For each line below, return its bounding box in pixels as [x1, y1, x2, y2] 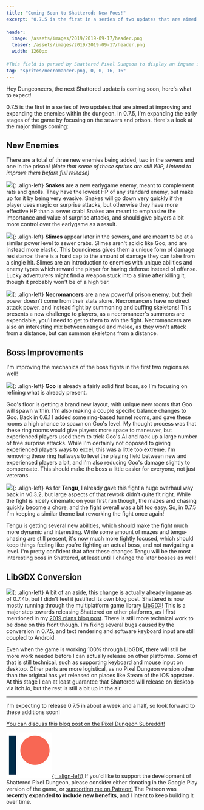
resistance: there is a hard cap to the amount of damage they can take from [6, 252, 195, 260]
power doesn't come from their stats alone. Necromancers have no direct [6, 297, 190, 305]
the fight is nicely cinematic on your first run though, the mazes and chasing [6, 497, 197, 505]
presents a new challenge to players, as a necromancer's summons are [6, 310, 185, 317]
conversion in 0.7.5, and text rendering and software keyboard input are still [6, 627, 195, 635]
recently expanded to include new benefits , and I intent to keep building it [6, 791, 194, 799]
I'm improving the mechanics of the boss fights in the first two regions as [6, 364, 189, 371]
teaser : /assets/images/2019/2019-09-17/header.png [12, 42, 146, 48]
